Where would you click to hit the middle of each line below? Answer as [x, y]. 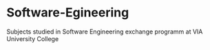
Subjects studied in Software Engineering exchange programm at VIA [105, 32]
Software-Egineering [68, 13]
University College [33, 38]
